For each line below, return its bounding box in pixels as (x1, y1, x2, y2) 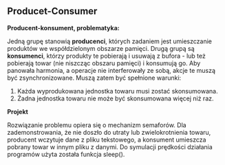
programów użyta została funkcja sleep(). (7, 150, 125, 158)
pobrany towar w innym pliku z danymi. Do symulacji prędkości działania (7, 142, 213, 151)
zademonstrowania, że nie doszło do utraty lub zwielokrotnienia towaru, (7, 128, 211, 136)
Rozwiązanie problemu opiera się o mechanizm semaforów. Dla (7, 120, 187, 129)
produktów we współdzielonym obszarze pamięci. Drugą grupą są (7, 44, 195, 52)
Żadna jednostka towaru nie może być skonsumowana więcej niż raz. (17, 94, 215, 102)
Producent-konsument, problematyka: (7, 23, 120, 32)
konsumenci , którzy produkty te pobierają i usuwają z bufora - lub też (7, 52, 206, 60)
